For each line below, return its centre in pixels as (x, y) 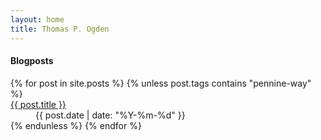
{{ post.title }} (38, 104)
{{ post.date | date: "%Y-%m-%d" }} (110, 115)
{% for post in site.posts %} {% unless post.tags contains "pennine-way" (161, 83)
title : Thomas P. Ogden (60, 29)
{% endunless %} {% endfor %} (76, 125)
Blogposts (32, 61)
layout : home (37, 19)
